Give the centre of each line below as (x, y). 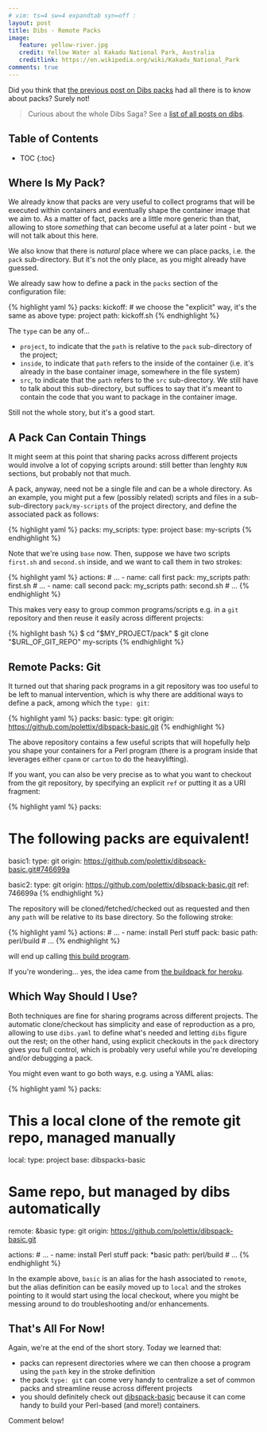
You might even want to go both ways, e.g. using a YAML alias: (111, 1073)
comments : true (33, 68)
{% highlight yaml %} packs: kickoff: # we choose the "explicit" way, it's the (132, 308)
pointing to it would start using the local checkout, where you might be (124, 1295)
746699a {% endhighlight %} (56, 893)
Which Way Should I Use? (73, 997)
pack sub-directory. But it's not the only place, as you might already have (127, 260)
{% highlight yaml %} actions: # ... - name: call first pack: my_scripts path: (129, 578)
